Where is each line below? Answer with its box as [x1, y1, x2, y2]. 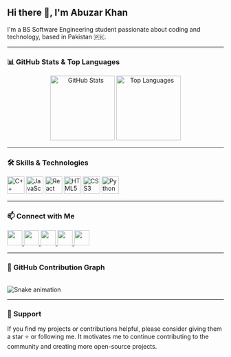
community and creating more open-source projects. [7, 343, 157, 351]
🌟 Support [7, 309, 42, 318]
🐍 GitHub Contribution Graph [7, 263, 105, 272]
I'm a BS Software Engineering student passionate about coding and [7, 25, 201, 33]
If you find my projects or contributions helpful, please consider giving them [7, 325, 222, 333]
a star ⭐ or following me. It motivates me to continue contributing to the [7, 332, 210, 341]
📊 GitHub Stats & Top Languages [7, 57, 120, 66]
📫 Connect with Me [7, 212, 75, 221]
